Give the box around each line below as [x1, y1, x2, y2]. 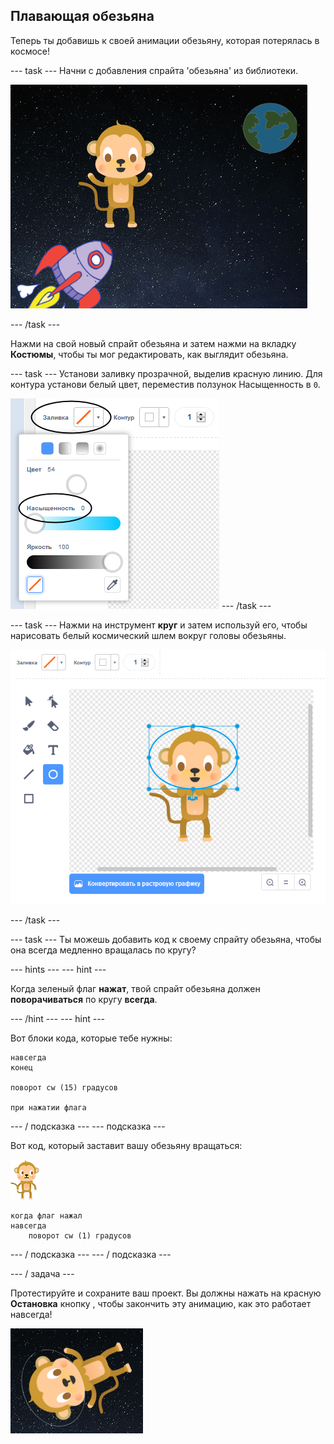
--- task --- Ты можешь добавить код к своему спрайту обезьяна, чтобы [10, 934, 322, 946]
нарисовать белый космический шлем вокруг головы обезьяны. [10, 629, 287, 641]
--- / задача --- [10, 1268, 75, 1280]
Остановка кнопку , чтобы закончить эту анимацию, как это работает [10, 1298, 312, 1310]
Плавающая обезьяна [10, 8, 155, 25]
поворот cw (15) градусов [10, 1083, 118, 1093]
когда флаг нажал [10, 1211, 83, 1221]
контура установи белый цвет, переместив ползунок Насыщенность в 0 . [10, 378, 321, 390]
